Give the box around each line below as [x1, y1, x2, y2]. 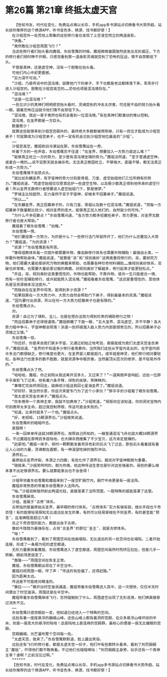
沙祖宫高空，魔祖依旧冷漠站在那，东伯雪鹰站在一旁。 [11, 144, 105, 149]
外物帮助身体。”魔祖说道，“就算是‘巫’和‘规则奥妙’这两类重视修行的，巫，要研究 [12, 255, 154, 260]
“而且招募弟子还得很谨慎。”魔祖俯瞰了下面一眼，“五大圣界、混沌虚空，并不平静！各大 [11, 319, 162, 324]
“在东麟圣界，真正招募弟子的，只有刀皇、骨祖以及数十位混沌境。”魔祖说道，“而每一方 [11, 202, 162, 207]
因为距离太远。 [11, 574, 38, 579]
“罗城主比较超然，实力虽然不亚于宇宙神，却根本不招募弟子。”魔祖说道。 [11, 191, 137, 197]
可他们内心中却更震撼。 [11, 70, 53, 75]
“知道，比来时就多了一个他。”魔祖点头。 [11, 410, 81, 415]
